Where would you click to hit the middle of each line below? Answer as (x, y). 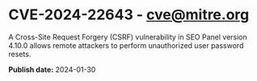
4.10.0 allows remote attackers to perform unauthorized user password (126, 45)
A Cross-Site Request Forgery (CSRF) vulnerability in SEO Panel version (128, 37)
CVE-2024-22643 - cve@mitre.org (129, 15)
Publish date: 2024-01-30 (52, 69)
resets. (20, 54)
